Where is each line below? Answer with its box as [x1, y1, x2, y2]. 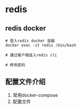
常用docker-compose [12, 92, 58, 98]
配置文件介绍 [5, 77, 46, 86]
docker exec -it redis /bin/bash [5, 43, 76, 48]
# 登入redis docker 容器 [5, 38, 55, 43]
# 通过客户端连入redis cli [5, 52, 57, 58]
